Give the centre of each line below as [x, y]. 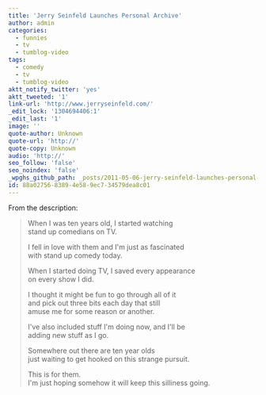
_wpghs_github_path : [42, 178]
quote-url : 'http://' [44, 141]
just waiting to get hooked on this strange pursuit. [108, 359]
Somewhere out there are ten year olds [91, 351]
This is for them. [54, 374]
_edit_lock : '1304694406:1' [55, 112]
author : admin [32, 23]
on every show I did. [61, 279]
